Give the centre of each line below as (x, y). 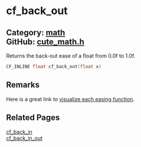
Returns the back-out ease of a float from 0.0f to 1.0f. (71, 56)
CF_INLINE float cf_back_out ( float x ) (54, 66)
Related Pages (33, 118)
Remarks (23, 85)
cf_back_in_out (24, 138)
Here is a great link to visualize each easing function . (70, 99)
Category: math (36, 33)
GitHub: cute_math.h (45, 41)
